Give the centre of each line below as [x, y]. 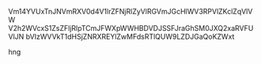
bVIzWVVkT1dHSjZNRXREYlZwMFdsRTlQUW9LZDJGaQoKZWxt [130, 36]
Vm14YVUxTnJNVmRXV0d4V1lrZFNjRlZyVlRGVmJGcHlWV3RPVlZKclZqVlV [130, 11]
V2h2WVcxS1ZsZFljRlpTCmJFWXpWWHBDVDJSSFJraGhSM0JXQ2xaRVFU [131, 28]
